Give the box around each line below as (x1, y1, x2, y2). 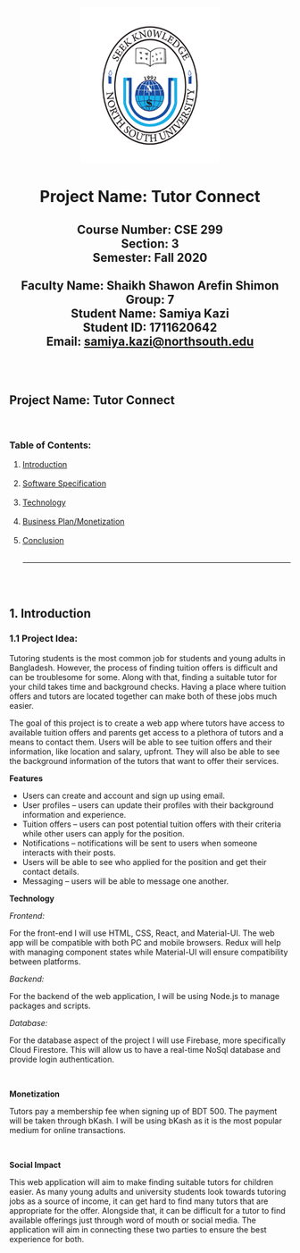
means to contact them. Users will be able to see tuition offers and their (9, 736, 272, 747)
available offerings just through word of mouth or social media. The (9, 1215, 256, 1225)
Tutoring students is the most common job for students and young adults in (9, 652, 286, 663)
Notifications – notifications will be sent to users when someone (21, 837, 258, 848)
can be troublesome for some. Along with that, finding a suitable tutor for (9, 671, 278, 682)
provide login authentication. (9, 1054, 114, 1064)
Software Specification (21, 478, 107, 489)
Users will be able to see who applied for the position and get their (21, 856, 267, 867)
